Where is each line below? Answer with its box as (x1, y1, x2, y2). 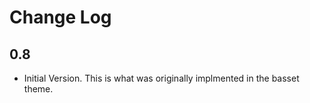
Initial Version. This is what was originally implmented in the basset (23, 72, 300, 84)
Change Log (9, 6, 112, 29)
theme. (23, 83, 54, 95)
